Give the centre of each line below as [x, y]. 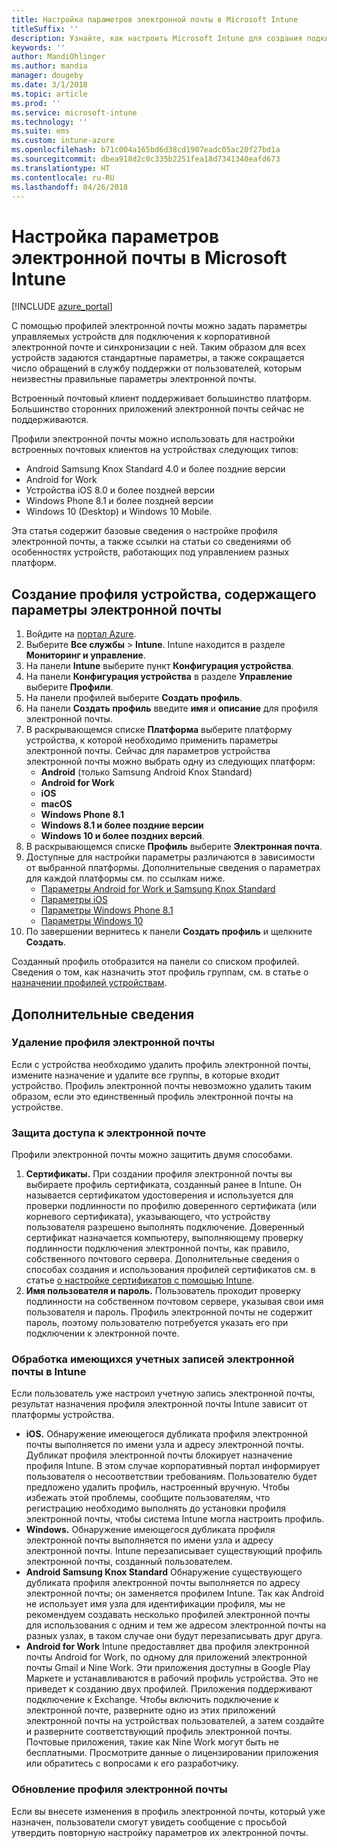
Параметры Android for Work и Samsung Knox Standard [158, 889]
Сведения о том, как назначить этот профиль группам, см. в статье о [160, 972]
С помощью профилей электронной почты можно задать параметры [159, 326]
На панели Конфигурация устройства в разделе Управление [159, 677]
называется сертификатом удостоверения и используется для [159, 1195]
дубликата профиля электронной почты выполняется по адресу [163, 1583]
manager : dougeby [47, 76]
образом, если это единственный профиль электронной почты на [152, 1096]
